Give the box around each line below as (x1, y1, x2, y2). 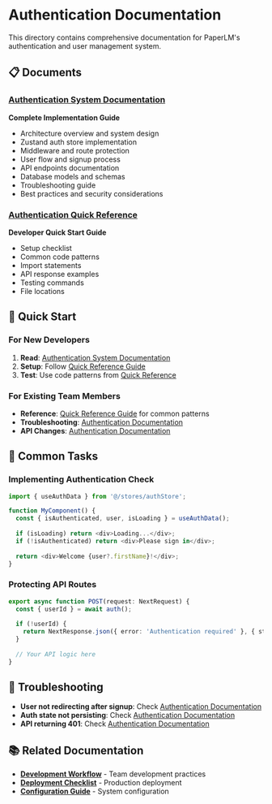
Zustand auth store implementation (19, 136, 138, 147)
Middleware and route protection (19, 145, 130, 155)
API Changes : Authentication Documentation (19, 426, 171, 435)
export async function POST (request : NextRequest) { (8, 597, 190, 606)
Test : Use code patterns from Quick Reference (19, 370, 176, 379)
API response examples (19, 269, 100, 279)
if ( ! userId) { (15, 620, 67, 629)
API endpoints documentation (19, 162, 120, 172)
